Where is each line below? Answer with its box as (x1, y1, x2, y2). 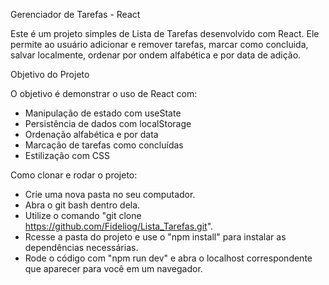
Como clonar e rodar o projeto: (10, 169, 138, 181)
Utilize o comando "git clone (24, 210, 142, 221)
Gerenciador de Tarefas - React (10, 9, 141, 20)
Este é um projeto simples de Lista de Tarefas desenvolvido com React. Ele (10, 28, 320, 39)
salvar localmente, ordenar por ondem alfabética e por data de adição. (10, 49, 302, 61)
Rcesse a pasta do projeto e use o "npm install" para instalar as (24, 231, 287, 243)
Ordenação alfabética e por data (24, 129, 159, 140)
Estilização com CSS (24, 150, 111, 161)
